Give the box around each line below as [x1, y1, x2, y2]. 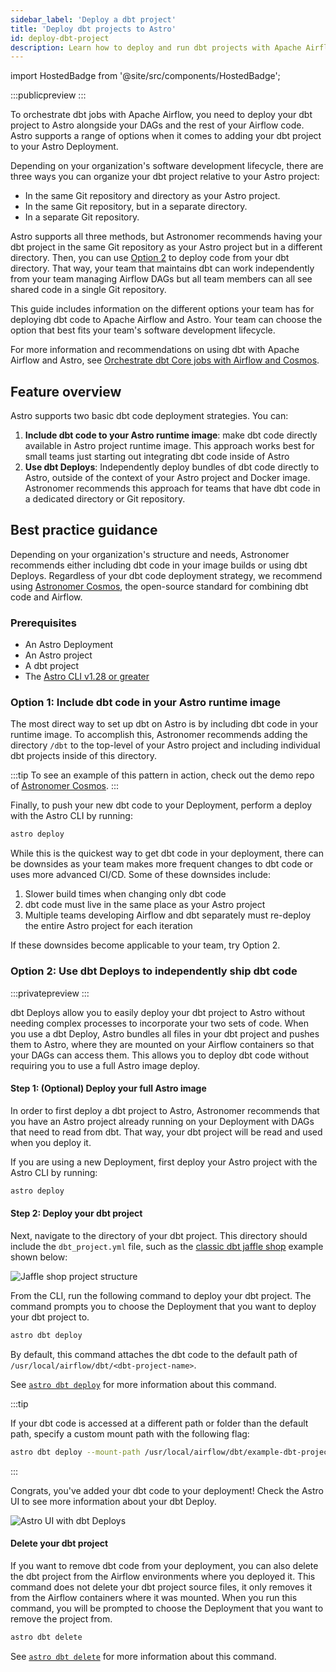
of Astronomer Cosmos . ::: [10, 780, 120, 792]
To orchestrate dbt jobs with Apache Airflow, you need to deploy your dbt [10, 109, 313, 121]
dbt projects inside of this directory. [10, 750, 157, 762]
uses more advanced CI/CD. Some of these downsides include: [10, 869, 271, 881]
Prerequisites [10, 616, 77, 630]
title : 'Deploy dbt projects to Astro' [10, 24, 177, 34]
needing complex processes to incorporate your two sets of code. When [10, 1017, 310, 1029]
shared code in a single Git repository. [10, 284, 167, 296]
